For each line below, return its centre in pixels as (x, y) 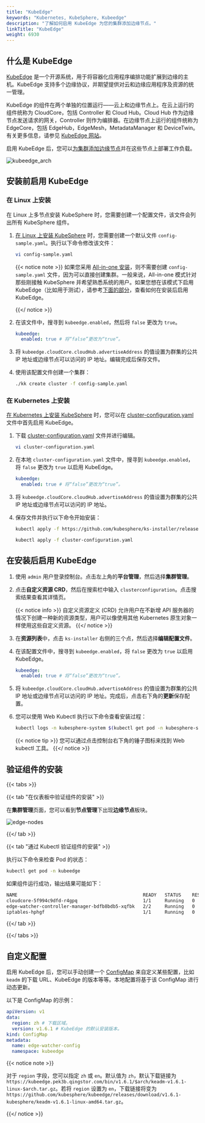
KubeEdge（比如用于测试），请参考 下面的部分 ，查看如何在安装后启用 (102, 290)
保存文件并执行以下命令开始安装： (58, 518)
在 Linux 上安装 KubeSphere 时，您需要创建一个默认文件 (86, 235)
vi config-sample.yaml (44, 254)
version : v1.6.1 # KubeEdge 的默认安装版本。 (67, 1028)
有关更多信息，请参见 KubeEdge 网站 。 (56, 135)
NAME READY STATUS (94, 895)
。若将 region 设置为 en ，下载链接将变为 (106, 1089)
